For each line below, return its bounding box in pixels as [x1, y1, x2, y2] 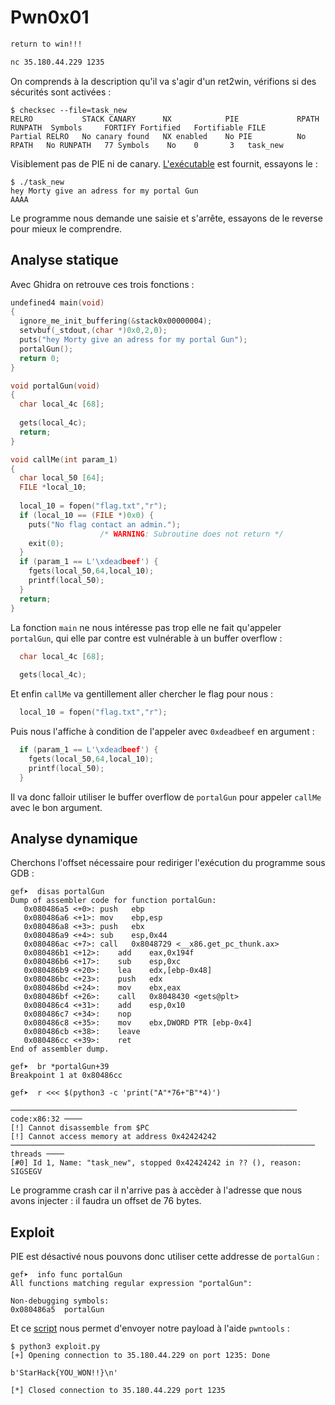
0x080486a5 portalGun [10, 1305, 105, 1315]
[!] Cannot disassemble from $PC [10, 1123, 150, 1133]
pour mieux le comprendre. [10, 222, 123, 235]
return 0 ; [19, 353, 60, 363]
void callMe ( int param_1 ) [10, 454, 118, 465]
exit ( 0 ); [28, 538, 65, 548]
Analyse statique [10, 252, 119, 269]
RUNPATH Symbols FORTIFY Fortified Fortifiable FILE [10, 122, 267, 133]
